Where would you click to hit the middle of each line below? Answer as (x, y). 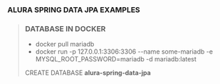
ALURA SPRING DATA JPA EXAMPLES (74, 10)
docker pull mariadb (65, 44)
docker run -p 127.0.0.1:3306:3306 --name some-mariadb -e (124, 52)
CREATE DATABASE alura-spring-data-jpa (88, 73)
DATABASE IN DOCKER (65, 28)
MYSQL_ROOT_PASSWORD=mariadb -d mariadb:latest (116, 59)
